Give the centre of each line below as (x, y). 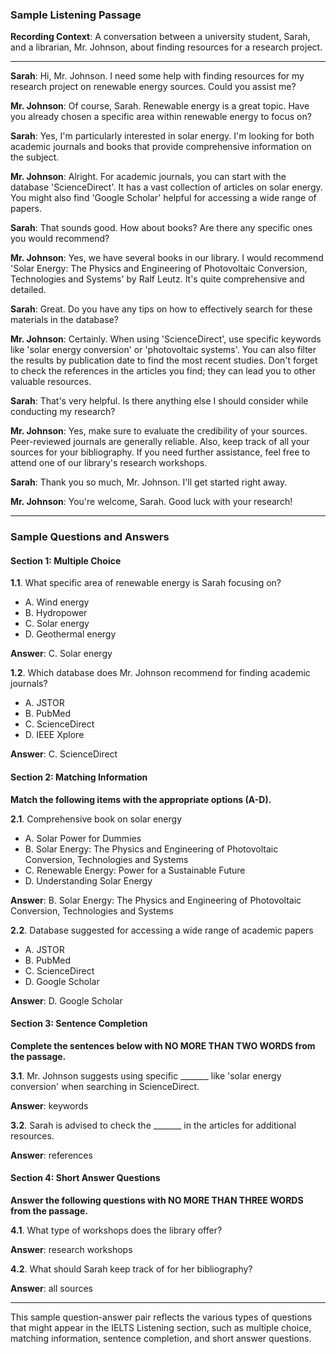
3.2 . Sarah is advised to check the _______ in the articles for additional (153, 1125)
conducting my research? (63, 412)
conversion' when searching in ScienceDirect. (105, 1086)
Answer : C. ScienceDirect (64, 754)
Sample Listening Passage (76, 15)
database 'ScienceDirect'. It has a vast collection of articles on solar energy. (166, 187)
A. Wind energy (57, 602)
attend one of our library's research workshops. (109, 463)
